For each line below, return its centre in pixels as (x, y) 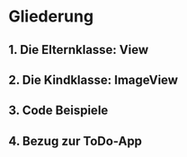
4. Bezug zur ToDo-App (76, 141)
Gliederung (51, 17)
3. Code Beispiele (58, 111)
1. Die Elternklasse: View (79, 50)
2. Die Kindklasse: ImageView (93, 79)
